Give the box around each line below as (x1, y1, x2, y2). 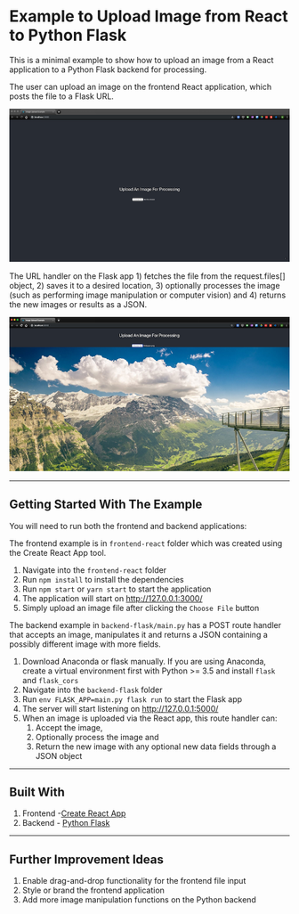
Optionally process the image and (35, 731, 159, 742)
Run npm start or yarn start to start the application (21, 583, 212, 594)
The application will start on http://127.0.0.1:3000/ (21, 592, 203, 603)
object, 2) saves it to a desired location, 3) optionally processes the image (9, 281, 280, 291)
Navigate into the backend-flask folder (21, 684, 163, 695)
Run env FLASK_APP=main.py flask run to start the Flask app (21, 693, 243, 705)
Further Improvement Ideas (9, 852, 165, 867)
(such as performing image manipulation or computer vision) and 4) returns (9, 290, 287, 300)
